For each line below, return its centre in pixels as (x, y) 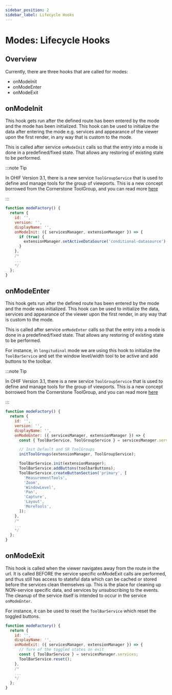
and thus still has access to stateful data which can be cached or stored (81, 579)
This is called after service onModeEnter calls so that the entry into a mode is (85, 330)
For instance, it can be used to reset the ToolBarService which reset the (81, 611)
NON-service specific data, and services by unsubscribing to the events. (82, 590)
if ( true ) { (31, 237)
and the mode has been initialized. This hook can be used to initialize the (82, 126)
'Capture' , (35, 497)
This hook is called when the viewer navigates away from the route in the (82, 568)
